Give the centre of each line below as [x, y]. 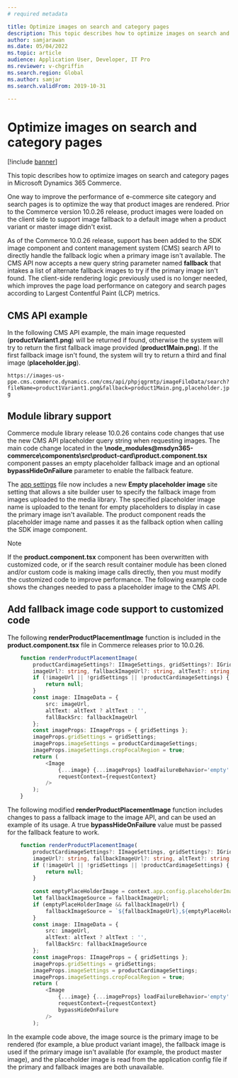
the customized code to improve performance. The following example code [117, 579]
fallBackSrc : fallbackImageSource [96, 944]
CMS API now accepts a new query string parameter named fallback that [114, 263]
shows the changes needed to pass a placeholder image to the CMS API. [114, 587]
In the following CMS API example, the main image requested [97, 333]
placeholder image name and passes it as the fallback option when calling [115, 522]
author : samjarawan [36, 40]
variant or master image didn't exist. [60, 227]
